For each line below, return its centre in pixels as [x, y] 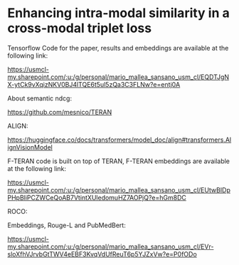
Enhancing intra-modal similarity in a [118, 13]
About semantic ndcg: [40, 98]
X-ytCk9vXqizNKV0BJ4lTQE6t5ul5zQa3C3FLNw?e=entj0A [94, 84]
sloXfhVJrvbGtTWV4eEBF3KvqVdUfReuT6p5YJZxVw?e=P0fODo [102, 254]
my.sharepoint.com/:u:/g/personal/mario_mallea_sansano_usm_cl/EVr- [111, 246]
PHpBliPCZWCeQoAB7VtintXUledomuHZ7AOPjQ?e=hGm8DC [97, 197]
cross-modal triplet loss [79, 28]
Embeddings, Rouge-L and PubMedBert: [67, 225]
